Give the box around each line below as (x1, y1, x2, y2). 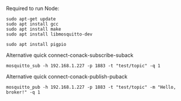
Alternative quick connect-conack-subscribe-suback (6, 52, 134, 59)
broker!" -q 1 (6, 89, 41, 95)
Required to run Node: (6, 5, 60, 12)
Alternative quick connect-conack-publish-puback (6, 73, 128, 80)
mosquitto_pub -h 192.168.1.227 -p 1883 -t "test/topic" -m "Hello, (6, 84, 176, 90)
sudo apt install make (6, 26, 61, 32)
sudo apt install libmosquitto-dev (6, 31, 93, 37)
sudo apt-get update (6, 16, 57, 22)
